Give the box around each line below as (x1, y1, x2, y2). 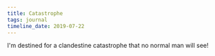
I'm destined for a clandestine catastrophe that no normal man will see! (7, 42, 209, 50)
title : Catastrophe (7, 10, 63, 17)
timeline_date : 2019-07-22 (7, 23, 85, 29)
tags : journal (7, 16, 48, 23)
